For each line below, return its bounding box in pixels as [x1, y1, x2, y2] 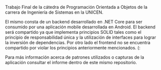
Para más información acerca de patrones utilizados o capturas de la [5, 54, 144, 60]
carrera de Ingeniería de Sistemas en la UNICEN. [5, 9, 104, 15]
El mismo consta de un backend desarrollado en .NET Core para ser [5, 19, 142, 24]
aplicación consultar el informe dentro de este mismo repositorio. [5, 60, 137, 65]
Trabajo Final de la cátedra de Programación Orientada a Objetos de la [5, 4, 148, 10]
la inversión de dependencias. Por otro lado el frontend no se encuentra [5, 40, 151, 46]
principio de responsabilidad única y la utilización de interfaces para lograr [5, 34, 156, 40]
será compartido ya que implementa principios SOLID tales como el [5, 29, 141, 35]
